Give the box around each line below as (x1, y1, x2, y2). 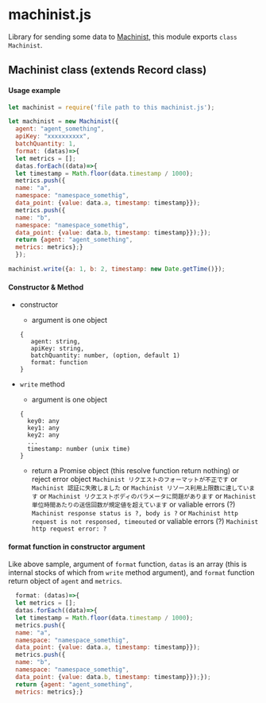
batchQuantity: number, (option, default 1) (30, 351, 180, 359)
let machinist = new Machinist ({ (8, 118, 119, 126)
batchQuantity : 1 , (15, 140, 77, 148)
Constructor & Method (8, 282, 84, 292)
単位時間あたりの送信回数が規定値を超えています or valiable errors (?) (31, 499, 236, 510)
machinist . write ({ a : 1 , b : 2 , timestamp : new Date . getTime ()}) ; (8, 265, 226, 274)
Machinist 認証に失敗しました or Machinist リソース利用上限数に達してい (31, 483, 249, 492)
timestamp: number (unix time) (27, 445, 131, 453)
